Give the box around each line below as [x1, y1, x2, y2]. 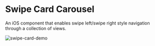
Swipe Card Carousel [5, 3, 94, 15]
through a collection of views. [5, 25, 66, 31]
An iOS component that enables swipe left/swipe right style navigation [5, 20, 150, 26]
